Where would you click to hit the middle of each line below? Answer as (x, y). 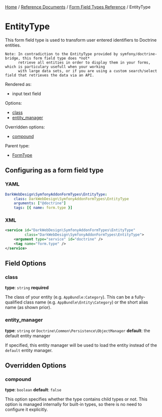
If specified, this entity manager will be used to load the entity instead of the (81, 345)
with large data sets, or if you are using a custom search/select (88, 71)
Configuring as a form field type (54, 170)
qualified (14, 302)
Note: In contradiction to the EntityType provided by (62, 54)
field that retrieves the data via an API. (50, 75)
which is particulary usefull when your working (55, 67)
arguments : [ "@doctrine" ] (40, 203)
